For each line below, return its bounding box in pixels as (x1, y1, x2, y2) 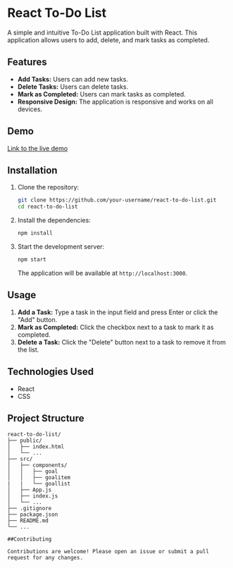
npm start (17, 256, 47, 263)
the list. (17, 345, 39, 354)
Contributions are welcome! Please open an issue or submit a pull (7, 548, 210, 555)
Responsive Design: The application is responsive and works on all (17, 97, 213, 106)
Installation (7, 164, 58, 176)
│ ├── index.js (7, 493, 58, 500)
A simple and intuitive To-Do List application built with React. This (7, 28, 198, 37)
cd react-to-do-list (17, 203, 78, 211)
